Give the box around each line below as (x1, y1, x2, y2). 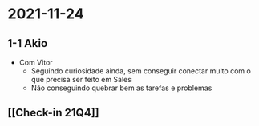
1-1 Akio (7, 37, 48, 50)
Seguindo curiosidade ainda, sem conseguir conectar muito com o (30, 66, 252, 76)
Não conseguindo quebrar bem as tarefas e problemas (30, 83, 212, 93)
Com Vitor (18, 57, 53, 67)
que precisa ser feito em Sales (30, 75, 132, 84)
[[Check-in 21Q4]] (7, 106, 99, 120)
